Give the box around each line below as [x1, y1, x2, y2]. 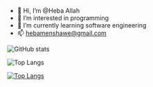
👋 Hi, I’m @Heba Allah [17, 7, 80, 14]
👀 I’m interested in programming [17, 14, 109, 22]
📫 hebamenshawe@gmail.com [17, 29, 107, 37]
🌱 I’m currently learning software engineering [17, 21, 147, 29]
